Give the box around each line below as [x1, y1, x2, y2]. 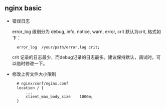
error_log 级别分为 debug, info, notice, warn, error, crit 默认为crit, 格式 [12, 28, 157, 34]
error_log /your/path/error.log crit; [17, 44, 100, 49]
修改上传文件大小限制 [12, 71, 56, 77]
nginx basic [5, 4, 42, 12]
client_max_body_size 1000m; [25, 94, 93, 99]
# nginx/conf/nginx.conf [17, 81, 69, 86]
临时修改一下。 [16, 60, 48, 66]
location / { [17, 85, 44, 90]
